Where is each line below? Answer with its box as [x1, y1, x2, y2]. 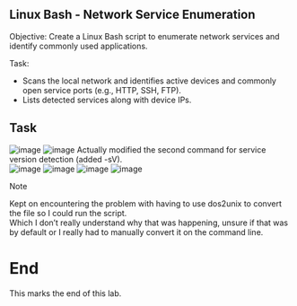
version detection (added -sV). [9, 153, 123, 164]
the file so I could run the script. [9, 207, 127, 218]
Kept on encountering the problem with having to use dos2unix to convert [9, 197, 283, 209]
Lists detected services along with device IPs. [22, 94, 192, 105]
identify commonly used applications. [9, 40, 148, 51]
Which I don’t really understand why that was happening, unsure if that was [9, 217, 289, 228]
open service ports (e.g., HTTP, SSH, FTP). [22, 84, 182, 95]
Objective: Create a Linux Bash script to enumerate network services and [9, 31, 280, 41]
